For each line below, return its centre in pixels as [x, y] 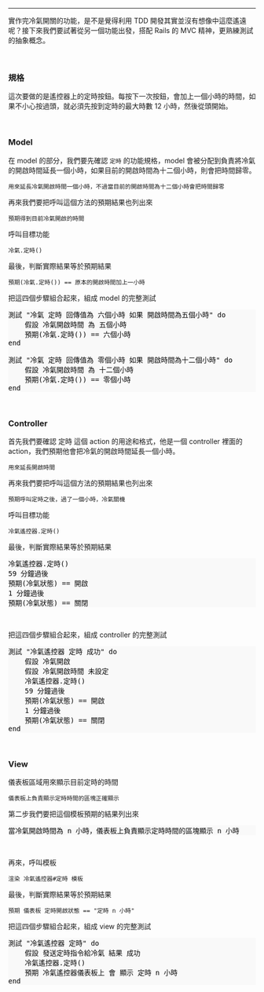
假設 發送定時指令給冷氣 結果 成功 [83, 953]
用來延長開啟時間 [32, 467]
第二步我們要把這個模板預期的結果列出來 [73, 814]
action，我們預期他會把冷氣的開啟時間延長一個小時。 [94, 451]
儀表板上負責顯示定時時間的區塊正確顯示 [64, 799]
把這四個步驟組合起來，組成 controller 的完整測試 [88, 635]
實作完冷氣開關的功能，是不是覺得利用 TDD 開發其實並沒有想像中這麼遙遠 [128, 20]
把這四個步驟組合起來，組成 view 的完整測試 [80, 927]
